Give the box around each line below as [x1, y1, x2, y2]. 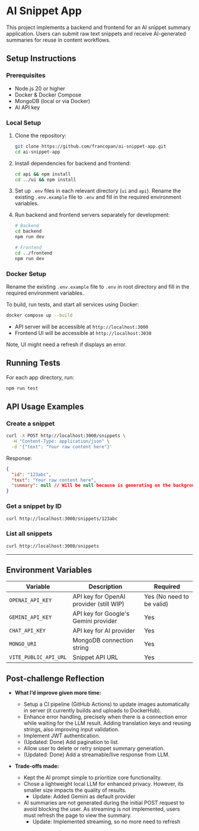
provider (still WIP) [72, 600, 125, 608]
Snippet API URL [72, 653, 118, 661]
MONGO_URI [9, 641, 37, 647]
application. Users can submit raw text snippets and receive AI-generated [6, 30, 187, 37]
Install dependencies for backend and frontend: [14, 159, 131, 167]
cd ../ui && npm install [14, 177, 76, 183]
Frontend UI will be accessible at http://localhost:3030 [14, 329, 152, 336]
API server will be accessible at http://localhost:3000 [14, 323, 149, 330]
